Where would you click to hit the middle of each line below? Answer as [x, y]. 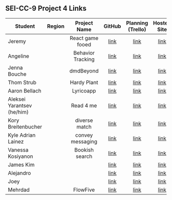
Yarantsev [20, 105]
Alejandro [19, 173]
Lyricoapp [84, 90]
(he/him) [18, 112]
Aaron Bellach [25, 90]
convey [84, 135]
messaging [84, 141]
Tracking [84, 59]
